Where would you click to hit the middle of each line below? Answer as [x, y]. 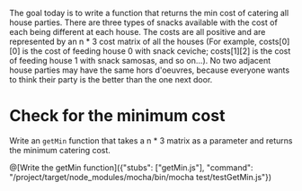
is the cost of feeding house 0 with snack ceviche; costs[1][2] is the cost [156, 51]
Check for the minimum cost [117, 116]
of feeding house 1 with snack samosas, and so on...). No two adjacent [140, 61]
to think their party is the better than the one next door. [111, 79]
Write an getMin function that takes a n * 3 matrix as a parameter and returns [151, 140]
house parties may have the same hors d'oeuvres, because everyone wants [150, 70]
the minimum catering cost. [60, 150]
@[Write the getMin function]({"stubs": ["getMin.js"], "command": [131, 167]
